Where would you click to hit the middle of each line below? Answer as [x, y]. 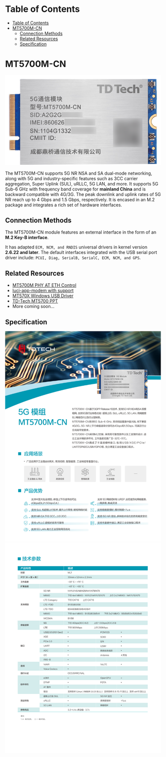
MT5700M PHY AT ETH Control [44, 285]
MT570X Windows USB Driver [43, 296]
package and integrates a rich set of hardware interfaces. [64, 205]
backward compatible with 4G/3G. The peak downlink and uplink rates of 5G [83, 194]
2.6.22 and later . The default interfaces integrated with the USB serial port [81, 252]
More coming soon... [33, 307]
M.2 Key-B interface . [27, 238]
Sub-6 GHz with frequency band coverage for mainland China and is [75, 189]
